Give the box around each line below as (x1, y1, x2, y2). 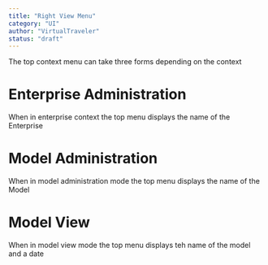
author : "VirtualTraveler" (8, 27, 100, 35)
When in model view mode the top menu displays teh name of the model (8, 241, 251, 250)
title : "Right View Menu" (8, 11, 96, 20)
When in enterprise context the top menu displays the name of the (8, 112, 231, 122)
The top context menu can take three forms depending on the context (8, 57, 242, 67)
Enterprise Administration (8, 85, 187, 104)
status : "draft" (8, 34, 63, 43)
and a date (8, 249, 45, 258)
